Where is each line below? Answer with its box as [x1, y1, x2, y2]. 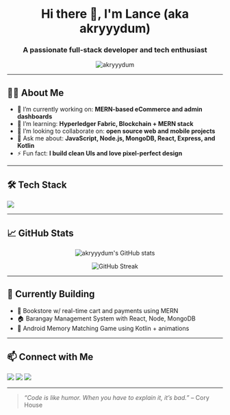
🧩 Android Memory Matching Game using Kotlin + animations [16, 324, 190, 332]
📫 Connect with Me [7, 351, 94, 363]
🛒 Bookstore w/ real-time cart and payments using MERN [16, 306, 179, 314]
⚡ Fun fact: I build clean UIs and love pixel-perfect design [16, 149, 183, 158]
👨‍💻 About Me [7, 87, 64, 99]
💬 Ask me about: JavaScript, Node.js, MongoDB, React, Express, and [16, 134, 216, 142]
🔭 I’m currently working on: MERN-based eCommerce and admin [16, 105, 203, 114]
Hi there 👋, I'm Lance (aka [40, 6, 190, 22]
